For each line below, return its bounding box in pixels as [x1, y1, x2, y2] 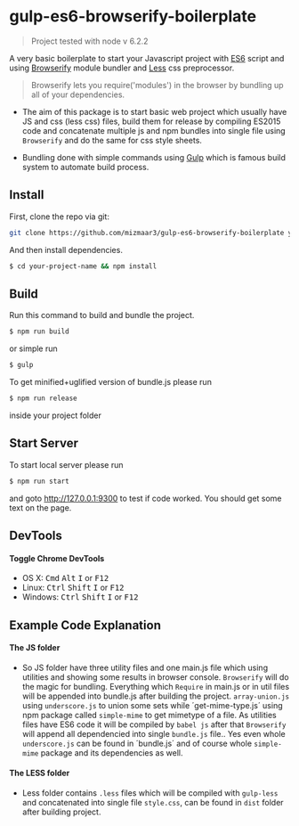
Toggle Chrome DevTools [9, 552, 105, 563]
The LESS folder [9, 768, 70, 779]
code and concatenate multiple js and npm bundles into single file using [21, 125, 287, 135]
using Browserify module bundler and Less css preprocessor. [9, 62, 235, 73]
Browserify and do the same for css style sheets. [21, 135, 203, 145]
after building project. [21, 806, 101, 817]
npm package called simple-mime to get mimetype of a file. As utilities [21, 709, 278, 720]
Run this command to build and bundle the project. [9, 310, 195, 321]
